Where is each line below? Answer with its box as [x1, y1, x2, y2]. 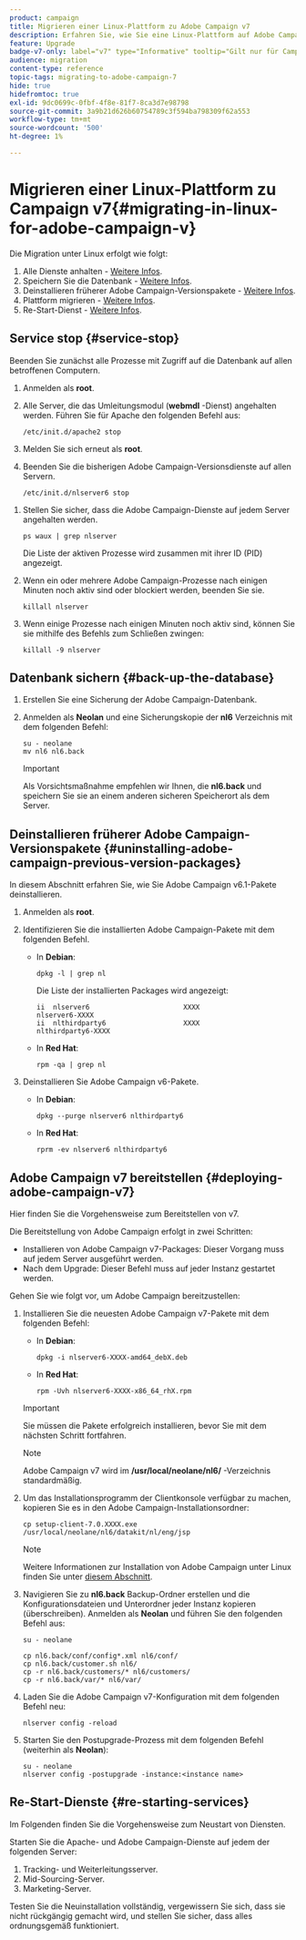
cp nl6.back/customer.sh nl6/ [22, 1659, 138, 1668]
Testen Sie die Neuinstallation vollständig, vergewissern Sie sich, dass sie [9, 1901, 286, 1912]
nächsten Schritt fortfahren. [22, 1430, 127, 1441]
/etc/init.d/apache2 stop [22, 427, 121, 436]
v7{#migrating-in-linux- [92, 199, 279, 220]
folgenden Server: [9, 1846, 77, 1857]
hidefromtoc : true [9, 89, 79, 98]
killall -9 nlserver [22, 645, 101, 654]
